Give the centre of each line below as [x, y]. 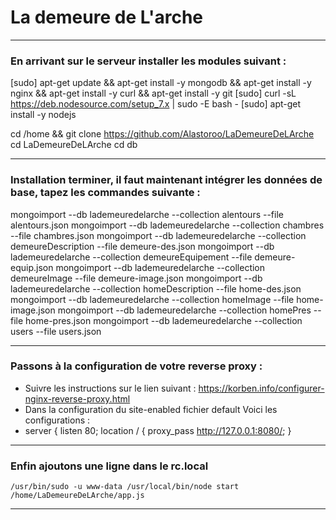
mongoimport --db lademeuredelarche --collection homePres [184, 310]
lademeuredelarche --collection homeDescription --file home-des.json [156, 288]
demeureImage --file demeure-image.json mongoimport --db [136, 278]
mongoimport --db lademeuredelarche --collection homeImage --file [152, 299]
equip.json [32, 267]
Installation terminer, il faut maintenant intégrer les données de [166, 180]
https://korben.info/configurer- [261, 388]
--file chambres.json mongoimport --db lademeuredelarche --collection [158, 235]
